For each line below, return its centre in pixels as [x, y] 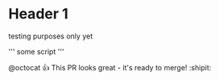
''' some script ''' [36, 51]
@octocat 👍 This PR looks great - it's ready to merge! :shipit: [110, 67]
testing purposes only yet [51, 36]
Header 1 [38, 14]
